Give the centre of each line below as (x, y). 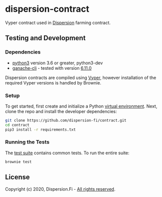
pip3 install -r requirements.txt (41, 129)
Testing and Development (46, 38)
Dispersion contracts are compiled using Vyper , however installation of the (81, 78)
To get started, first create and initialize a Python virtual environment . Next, (81, 106)
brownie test (18, 162)
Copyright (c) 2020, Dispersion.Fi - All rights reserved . (60, 189)
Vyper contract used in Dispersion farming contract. (58, 23)
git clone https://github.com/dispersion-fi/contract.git (66, 120)
